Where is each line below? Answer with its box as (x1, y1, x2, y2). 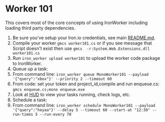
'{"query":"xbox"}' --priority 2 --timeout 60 (12, 76, 112, 81)
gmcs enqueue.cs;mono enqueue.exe (12, 87, 85, 92)
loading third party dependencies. (5, 25, 75, 31)
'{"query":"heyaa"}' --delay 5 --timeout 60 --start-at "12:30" (12, 107, 150, 112)
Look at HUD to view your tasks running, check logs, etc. (12, 91, 131, 97)
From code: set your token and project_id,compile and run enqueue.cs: (12, 81, 159, 87)
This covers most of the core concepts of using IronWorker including (5, 20, 148, 26)
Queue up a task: (12, 66, 48, 72)
